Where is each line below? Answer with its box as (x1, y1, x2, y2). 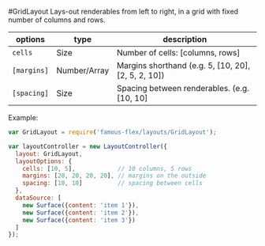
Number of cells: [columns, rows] (117, 47, 241, 58)
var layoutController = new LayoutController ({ (8, 142, 168, 150)
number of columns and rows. (8, 15, 106, 25)
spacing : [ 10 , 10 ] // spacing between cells (22, 180, 203, 187)
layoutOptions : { (15, 157, 73, 165)
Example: (8, 113, 39, 122)
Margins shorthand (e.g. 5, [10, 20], (117, 60, 251, 70)
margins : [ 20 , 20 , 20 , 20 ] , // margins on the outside (22, 172, 207, 180)
